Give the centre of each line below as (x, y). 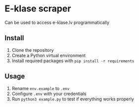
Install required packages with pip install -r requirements (73, 61)
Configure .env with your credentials (49, 94)
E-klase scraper (38, 9)
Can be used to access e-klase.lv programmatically (57, 22)
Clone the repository (33, 50)
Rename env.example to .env (41, 88)
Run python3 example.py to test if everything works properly (73, 99)
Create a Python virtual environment (49, 55)
